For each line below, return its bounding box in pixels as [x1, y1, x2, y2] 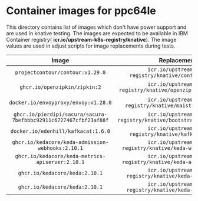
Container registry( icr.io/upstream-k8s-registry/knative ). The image [6, 36, 177, 43]
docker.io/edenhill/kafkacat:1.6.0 [11, 128, 111, 135]
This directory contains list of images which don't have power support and [6, 24, 187, 31]
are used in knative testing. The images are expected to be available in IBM [6, 29, 189, 36]
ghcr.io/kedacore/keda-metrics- [15, 153, 106, 159]
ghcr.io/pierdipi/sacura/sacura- [14, 110, 107, 118]
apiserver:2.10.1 [36, 159, 85, 165]
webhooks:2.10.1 [37, 145, 84, 151]
